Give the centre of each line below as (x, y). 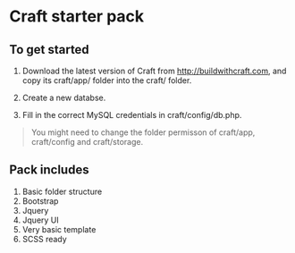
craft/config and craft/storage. (87, 142)
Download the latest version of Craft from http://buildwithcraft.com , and (154, 71)
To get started (49, 50)
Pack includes (49, 170)
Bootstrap (40, 201)
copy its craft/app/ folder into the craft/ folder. (107, 80)
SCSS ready (44, 239)
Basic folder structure (62, 191)
